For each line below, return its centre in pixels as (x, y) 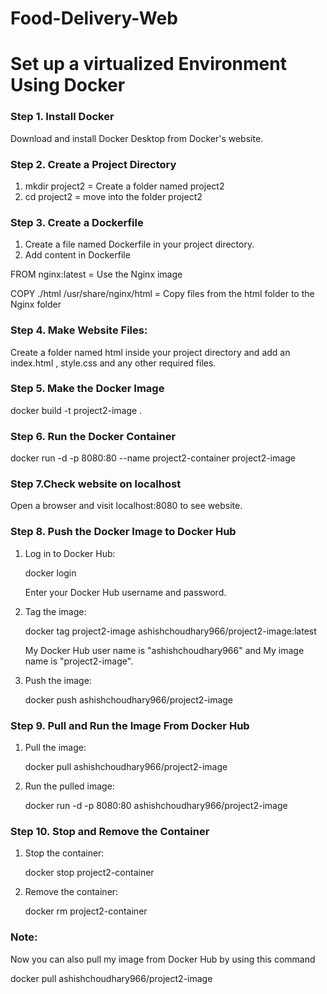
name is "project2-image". (79, 661)
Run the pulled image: (69, 786)
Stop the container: (64, 853)
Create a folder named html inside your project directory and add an (150, 352)
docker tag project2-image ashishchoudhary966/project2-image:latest (170, 631)
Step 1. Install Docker (62, 117)
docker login (50, 573)
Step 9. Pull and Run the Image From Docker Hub (130, 725)
